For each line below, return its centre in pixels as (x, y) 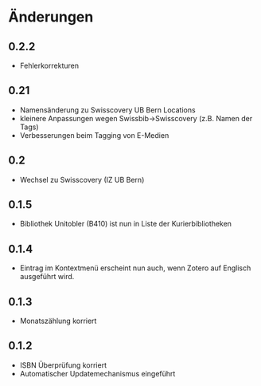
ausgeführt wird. (47, 277)
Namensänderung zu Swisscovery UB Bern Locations (108, 110)
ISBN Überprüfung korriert (63, 365)
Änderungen (51, 17)
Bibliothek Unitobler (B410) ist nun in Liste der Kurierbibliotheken (126, 224)
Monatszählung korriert (58, 321)
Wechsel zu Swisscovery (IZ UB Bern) (82, 179)
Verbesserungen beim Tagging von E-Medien (94, 135)
